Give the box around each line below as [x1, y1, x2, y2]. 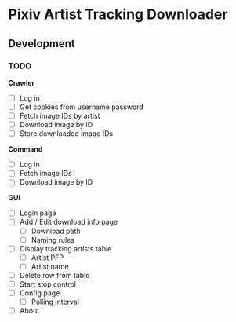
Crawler [8, 78, 35, 87]
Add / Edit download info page [19, 218, 118, 227]
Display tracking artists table [19, 243, 112, 253]
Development [8, 37, 76, 50]
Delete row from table [19, 270, 90, 280]
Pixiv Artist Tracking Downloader [8, 5, 228, 24]
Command [8, 145, 43, 154]
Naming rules [31, 235, 74, 244]
